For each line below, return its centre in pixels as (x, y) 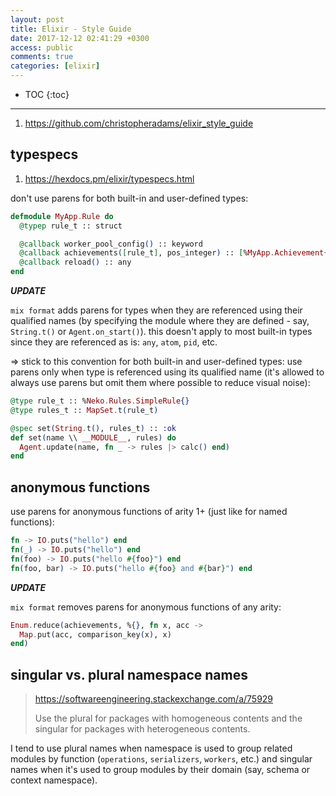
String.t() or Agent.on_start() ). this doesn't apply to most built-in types (161, 332)
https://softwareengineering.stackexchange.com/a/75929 (154, 699)
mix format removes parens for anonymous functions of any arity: (146, 607)
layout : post (37, 19)
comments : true (42, 57)
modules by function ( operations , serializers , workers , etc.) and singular (161, 759)
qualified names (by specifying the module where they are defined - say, (160, 321)
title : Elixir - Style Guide (71, 29)
